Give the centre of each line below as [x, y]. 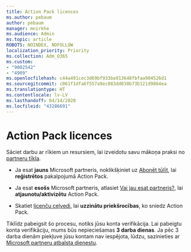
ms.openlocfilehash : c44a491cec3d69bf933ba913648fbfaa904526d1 [87, 78]
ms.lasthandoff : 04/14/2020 [41, 100]
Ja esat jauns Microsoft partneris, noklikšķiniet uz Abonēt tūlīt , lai [95, 170]
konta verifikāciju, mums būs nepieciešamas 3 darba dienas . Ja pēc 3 [93, 230]
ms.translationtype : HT [36, 90]
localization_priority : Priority [48, 51]
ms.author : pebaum [29, 17]
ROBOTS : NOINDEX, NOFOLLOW [40, 45]
